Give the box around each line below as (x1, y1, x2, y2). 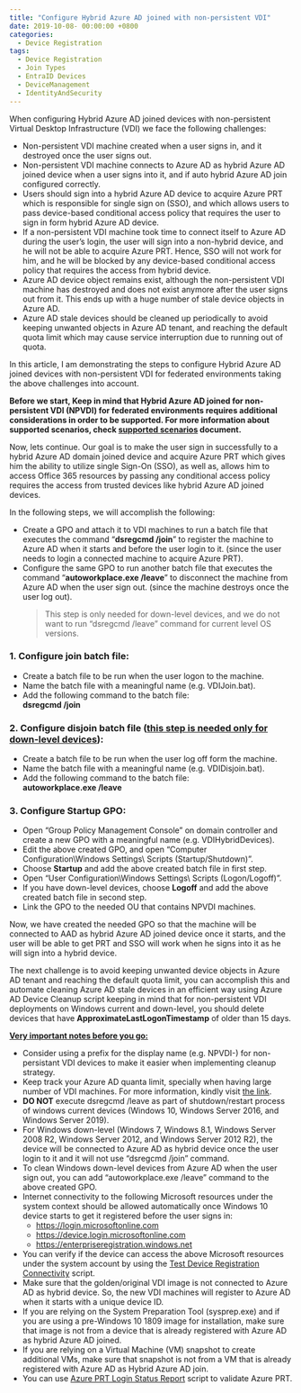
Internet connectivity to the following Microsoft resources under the (22, 1191, 274, 1202)
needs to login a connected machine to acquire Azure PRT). (22, 553, 244, 564)
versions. (44, 628, 79, 638)
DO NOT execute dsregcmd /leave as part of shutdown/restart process (22, 1096, 286, 1107)
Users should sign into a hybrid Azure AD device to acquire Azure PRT (22, 188, 283, 199)
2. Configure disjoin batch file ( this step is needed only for (9, 721, 268, 734)
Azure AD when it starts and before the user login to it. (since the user (22, 543, 282, 554)
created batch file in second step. (22, 892, 147, 903)
